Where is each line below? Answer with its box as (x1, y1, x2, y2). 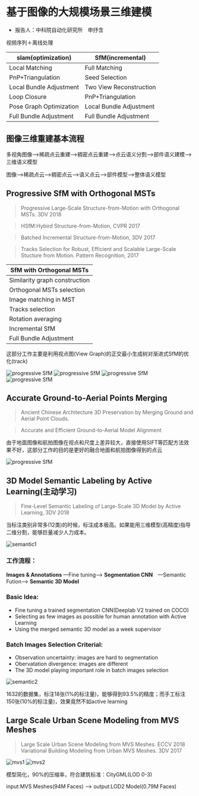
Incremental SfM (9, 324, 55, 333)
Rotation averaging (9, 314, 62, 323)
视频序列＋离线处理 (6, 39, 53, 46)
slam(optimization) (17, 53, 72, 61)
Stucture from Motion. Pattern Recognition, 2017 (20, 252, 139, 259)
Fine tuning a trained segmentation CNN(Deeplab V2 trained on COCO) (14, 606, 189, 614)
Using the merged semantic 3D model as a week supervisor (14, 625, 162, 633)
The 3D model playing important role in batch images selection (14, 667, 169, 674)
